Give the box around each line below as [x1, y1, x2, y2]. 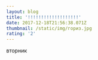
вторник [6, 47, 27, 54]
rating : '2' [6, 31, 36, 37]
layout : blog [6, 8, 39, 15]
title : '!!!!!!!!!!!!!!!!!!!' [6, 14, 82, 20]
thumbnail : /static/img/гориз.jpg [6, 25, 93, 31]
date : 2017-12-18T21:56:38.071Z [6, 20, 87, 26]
